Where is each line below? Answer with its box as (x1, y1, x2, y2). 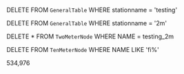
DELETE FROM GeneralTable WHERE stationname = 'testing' (6, 6, 178, 14)
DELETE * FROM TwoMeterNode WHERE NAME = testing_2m (6, 32, 174, 40)
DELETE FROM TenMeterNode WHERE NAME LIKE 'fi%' (6, 46, 159, 53)
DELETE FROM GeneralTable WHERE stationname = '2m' (6, 19, 167, 27)
